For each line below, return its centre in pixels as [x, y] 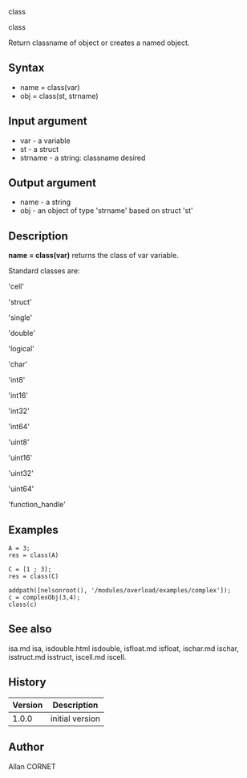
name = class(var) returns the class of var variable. [93, 256]
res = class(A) [34, 555]
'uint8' [19, 442]
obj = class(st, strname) [59, 96]
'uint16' [20, 458]
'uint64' [21, 489]
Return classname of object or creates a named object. [99, 43]
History [27, 682]
